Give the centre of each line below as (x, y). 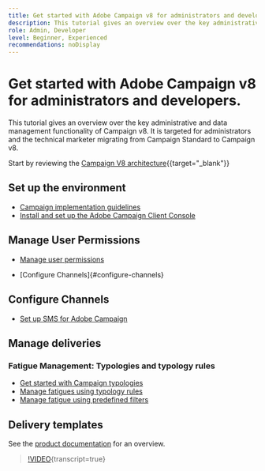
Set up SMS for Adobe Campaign (73, 318)
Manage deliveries (55, 343)
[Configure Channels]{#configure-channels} (91, 274)
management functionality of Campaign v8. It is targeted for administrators (130, 131)
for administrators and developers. (125, 101)
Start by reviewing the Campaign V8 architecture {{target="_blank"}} (119, 164)
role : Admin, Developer (47, 30)
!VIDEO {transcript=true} (67, 459)
